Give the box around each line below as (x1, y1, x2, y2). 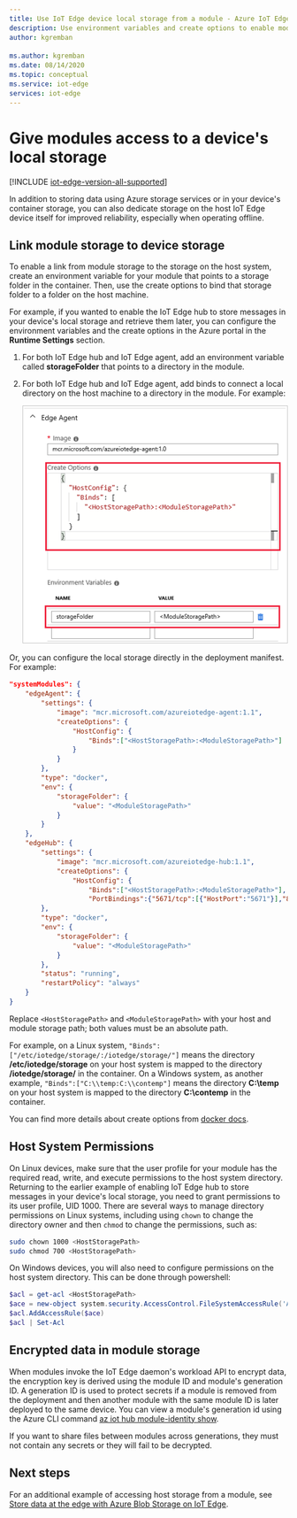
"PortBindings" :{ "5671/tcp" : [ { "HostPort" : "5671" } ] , (88, 895, 283, 904)
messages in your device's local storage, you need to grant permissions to (9, 1191, 281, 1201)
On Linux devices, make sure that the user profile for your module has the (9, 1162, 278, 1173)
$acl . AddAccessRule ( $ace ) (9, 1309, 104, 1318)
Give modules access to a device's (9, 128, 269, 148)
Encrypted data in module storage (9, 1343, 201, 1358)
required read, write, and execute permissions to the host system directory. (9, 1172, 284, 1183)
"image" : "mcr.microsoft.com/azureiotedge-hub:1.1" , (56, 857, 255, 867)
